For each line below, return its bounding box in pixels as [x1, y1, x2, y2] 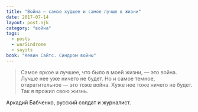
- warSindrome [11, 42, 46, 48]
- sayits [11, 47, 33, 53]
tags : [6, 31, 20, 37]
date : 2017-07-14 [6, 14, 49, 20]
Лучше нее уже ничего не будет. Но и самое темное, [20, 75, 155, 82]
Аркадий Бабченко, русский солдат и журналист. [6, 98, 131, 106]
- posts [11, 36, 31, 42]
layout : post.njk [6, 19, 49, 25]
